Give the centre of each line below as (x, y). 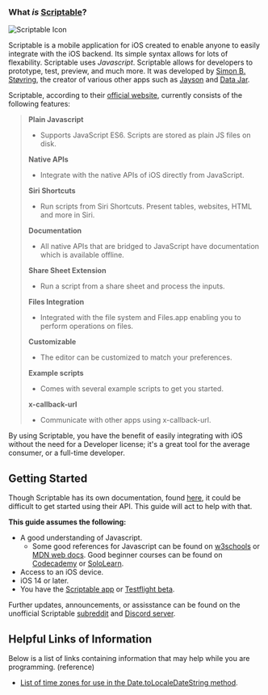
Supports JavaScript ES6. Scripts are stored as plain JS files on (146, 135)
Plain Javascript (56, 120)
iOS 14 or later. (44, 581)
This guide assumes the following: (67, 522)
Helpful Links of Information (80, 639)
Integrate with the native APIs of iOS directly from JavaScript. (142, 175)
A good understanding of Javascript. (81, 538)
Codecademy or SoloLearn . (78, 563)
